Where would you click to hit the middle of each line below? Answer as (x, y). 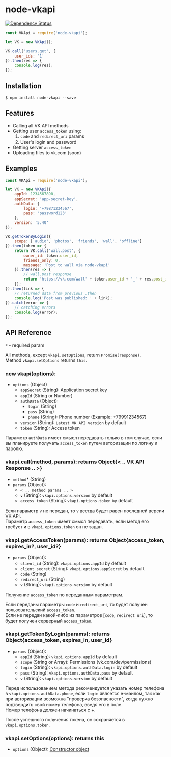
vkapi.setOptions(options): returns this (55, 738)
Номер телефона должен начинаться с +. (50, 710)
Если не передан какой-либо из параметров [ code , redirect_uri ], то (79, 615)
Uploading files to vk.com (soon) (47, 152)
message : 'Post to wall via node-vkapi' (67, 265)
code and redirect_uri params (52, 136)
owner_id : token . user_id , (51, 256)
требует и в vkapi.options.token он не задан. (54, 527)
